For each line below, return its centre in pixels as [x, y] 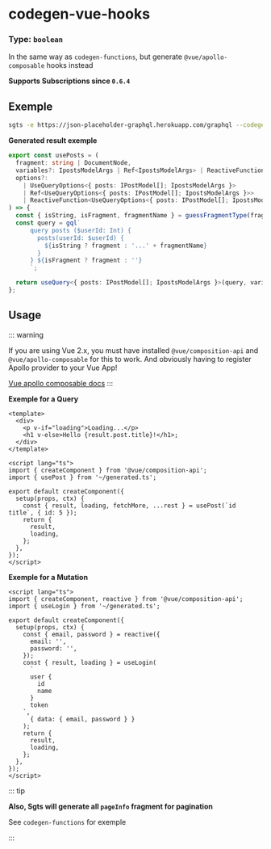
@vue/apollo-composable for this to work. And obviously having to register [130, 359]
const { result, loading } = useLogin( [90, 662]
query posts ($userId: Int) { [80, 230]
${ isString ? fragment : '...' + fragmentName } [125, 246]
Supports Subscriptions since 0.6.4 [69, 81]
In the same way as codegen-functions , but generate [96, 57]
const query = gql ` [48, 223]
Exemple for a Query [44, 399]
